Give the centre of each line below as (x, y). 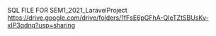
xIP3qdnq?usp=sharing (41, 25)
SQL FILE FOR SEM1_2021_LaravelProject (67, 10)
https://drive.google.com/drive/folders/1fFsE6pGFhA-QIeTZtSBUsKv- (108, 18)
